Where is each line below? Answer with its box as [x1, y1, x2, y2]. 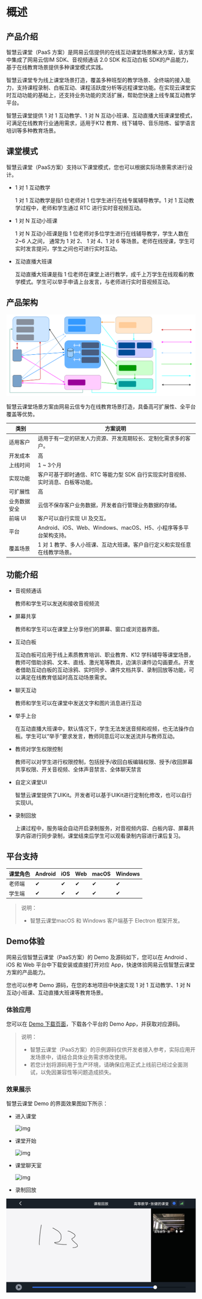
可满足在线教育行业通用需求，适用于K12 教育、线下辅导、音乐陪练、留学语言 [6, 119, 196, 127]
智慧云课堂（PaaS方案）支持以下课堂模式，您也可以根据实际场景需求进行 [6, 164, 188, 171]
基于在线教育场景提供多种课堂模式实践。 [6, 64, 106, 71]
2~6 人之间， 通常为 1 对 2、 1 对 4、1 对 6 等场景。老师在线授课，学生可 [14, 237, 195, 244]
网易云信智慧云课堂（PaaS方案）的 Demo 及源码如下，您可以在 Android [6, 953, 185, 961]
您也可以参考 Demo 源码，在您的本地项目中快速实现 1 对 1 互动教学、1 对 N [6, 981, 191, 988]
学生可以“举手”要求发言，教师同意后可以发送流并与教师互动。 [25, 732, 179, 740]
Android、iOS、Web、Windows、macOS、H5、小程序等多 [38, 524, 184, 532]
